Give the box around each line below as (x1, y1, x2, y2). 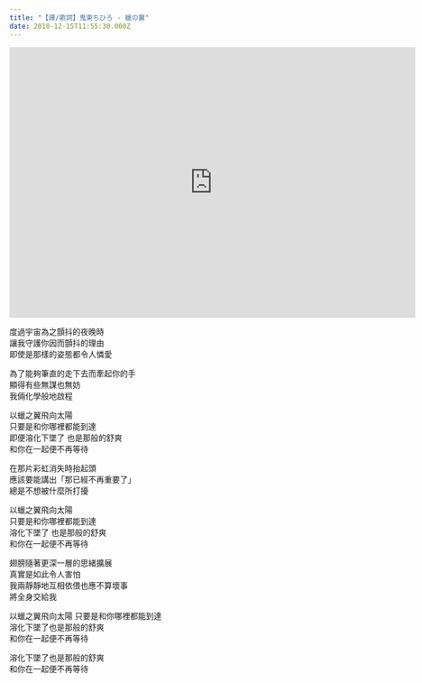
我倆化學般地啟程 (9, 390, 73, 401)
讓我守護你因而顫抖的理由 (9, 337, 105, 348)
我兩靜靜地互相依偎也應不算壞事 (9, 579, 128, 591)
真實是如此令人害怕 (9, 568, 81, 579)
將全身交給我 (9, 591, 57, 602)
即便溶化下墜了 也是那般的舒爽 (9, 432, 123, 443)
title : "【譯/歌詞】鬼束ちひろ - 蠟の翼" (9, 13, 150, 23)
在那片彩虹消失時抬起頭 (9, 462, 96, 474)
